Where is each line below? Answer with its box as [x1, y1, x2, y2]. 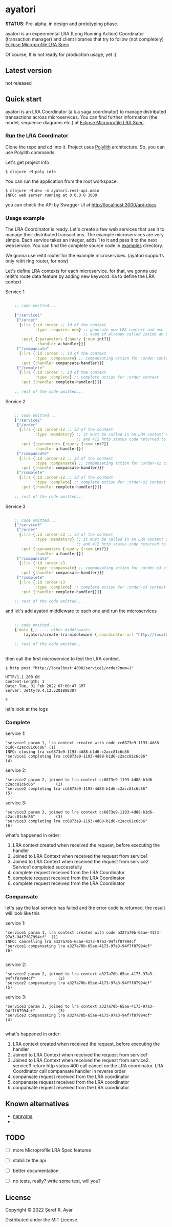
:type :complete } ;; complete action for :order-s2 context [35, 480, 166, 485]
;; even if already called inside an [83, 332, 164, 337]
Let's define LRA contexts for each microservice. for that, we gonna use [5, 268, 157, 274]
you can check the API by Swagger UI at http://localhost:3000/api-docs [5, 201, 157, 207]
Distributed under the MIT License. [5, 1216, 79, 1223]
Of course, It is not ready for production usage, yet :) [5, 51, 117, 58]
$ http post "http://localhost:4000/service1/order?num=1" [5, 665, 134, 671]
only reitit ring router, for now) [5, 258, 69, 264]
